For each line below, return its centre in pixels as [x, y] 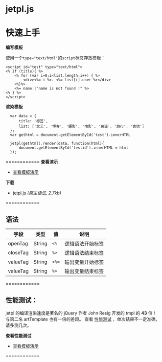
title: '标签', [33, 121]
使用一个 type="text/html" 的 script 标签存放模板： [56, 58]
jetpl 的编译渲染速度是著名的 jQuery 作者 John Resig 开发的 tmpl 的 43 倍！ [81, 313]
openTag [18, 243]
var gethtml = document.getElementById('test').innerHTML [70, 135]
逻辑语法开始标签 [84, 244]
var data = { [23, 116]
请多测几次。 [18, 325]
